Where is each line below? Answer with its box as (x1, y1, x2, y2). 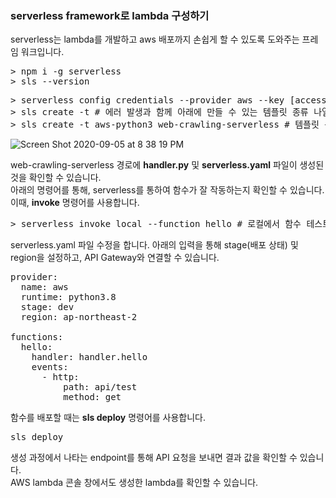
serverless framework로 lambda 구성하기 (10, 8, 210, 22)
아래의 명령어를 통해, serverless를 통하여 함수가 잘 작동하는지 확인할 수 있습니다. (10, 184, 325, 196)
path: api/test (63, 382, 138, 393)
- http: (41, 372, 80, 383)
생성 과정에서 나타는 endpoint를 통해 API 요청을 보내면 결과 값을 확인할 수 (10, 452, 298, 464)
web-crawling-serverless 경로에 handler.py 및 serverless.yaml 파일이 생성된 (10, 159, 325, 171)
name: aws (20, 282, 69, 293)
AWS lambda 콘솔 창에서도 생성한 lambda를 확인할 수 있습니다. (10, 477, 259, 489)
